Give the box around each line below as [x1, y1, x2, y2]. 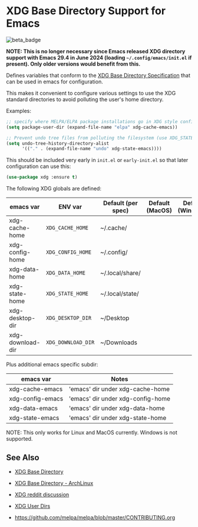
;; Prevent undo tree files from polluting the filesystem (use [6, 135, 167, 141]
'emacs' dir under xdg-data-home [68, 404, 165, 412]
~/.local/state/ [100, 290, 140, 298]
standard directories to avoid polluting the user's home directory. [6, 96, 164, 103]
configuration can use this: [6, 163, 71, 170]
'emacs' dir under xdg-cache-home [68, 385, 170, 393]
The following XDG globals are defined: [6, 185, 102, 192]
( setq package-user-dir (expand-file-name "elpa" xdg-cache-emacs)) [6, 124, 178, 130]
